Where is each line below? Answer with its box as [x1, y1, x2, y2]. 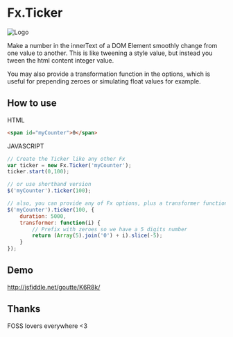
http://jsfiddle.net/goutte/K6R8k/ [7, 283, 101, 291]
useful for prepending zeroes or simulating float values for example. [7, 77, 201, 85]
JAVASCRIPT [7, 141, 44, 150]
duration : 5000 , [19, 212, 67, 220]
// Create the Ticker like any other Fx [7, 155, 126, 162]
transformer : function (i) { [19, 219, 101, 226]
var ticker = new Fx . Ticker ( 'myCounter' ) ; [7, 162, 132, 168]
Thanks [7, 303, 41, 315]
